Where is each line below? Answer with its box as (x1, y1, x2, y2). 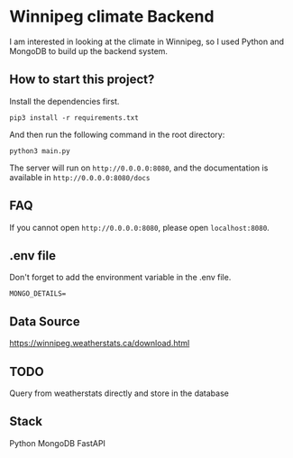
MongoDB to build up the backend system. (9, 45, 169, 56)
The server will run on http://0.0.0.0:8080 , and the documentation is (9, 162, 269, 173)
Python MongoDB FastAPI (9, 437, 106, 448)
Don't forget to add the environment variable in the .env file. (9, 272, 232, 283)
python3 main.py (9, 146, 70, 155)
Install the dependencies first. (9, 96, 120, 106)
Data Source (9, 314, 80, 329)
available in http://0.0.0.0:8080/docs (9, 171, 151, 182)
